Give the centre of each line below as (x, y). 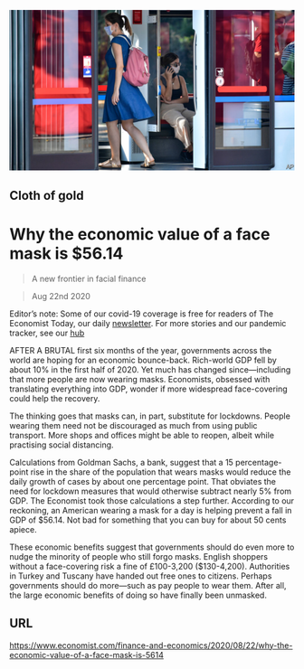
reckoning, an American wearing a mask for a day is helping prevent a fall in (151, 510)
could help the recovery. (55, 398)
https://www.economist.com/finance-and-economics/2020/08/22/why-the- (151, 645)
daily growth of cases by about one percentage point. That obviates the (143, 481)
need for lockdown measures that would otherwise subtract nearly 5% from (151, 491)
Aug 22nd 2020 (61, 296)
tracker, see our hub (47, 333)
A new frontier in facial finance (89, 278)
